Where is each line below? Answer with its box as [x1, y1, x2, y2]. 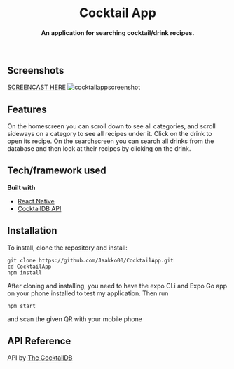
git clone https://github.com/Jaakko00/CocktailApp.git [7, 257, 174, 264]
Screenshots [7, 65, 64, 76]
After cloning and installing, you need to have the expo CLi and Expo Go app [7, 281, 228, 290]
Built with [7, 183, 36, 192]
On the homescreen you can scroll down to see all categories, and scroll [7, 122, 216, 130]
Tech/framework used [7, 165, 106, 177]
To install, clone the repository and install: [7, 243, 128, 252]
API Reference [7, 335, 71, 347]
